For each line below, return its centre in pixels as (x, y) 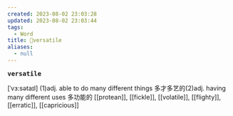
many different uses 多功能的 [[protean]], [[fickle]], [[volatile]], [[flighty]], (114, 97)
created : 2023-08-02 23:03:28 (52, 14)
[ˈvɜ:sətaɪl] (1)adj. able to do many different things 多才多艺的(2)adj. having (117, 88)
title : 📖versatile (35, 41)
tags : (15, 27)
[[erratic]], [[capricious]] (43, 105)
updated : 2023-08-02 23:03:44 (52, 21)
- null (24, 54)
